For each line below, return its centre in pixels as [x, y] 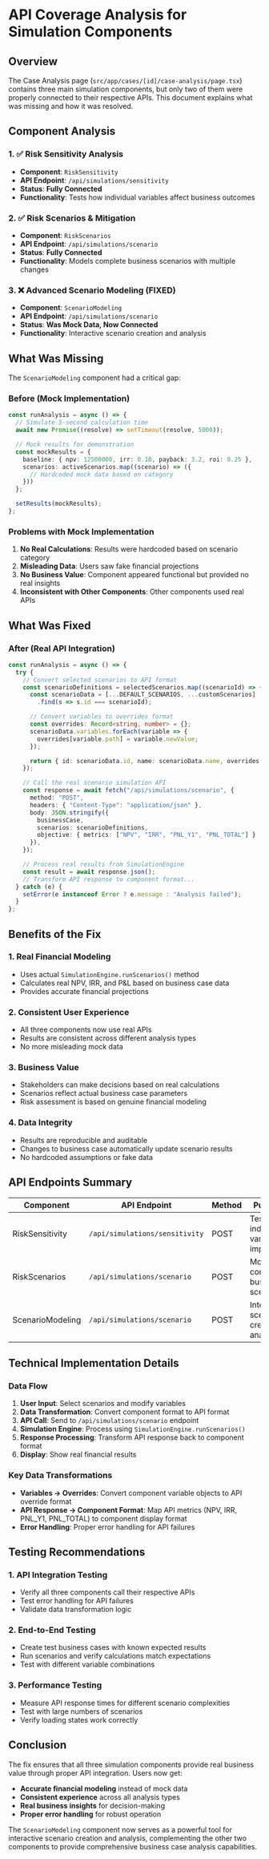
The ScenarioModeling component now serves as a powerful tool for [120, 1829]
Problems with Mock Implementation [81, 531]
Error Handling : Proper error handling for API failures [107, 1527]
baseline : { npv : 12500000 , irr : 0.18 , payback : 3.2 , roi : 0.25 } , [138, 459]
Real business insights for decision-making [92, 1805]
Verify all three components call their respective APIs [107, 1592]
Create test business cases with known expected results [113, 1647]
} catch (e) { [39, 887]
